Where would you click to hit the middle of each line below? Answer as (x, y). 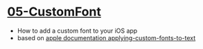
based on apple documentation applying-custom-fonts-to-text (106, 37)
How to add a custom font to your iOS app (77, 31)
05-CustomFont (54, 12)
